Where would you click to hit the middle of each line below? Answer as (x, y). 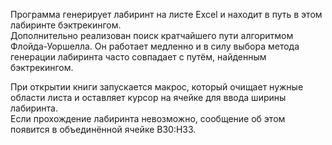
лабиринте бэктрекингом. (66, 25)
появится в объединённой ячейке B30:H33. (103, 129)
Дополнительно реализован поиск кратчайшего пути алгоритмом (152, 35)
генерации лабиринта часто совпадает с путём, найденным (138, 57)
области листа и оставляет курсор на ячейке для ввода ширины (148, 97)
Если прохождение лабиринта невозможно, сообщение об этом (148, 118)
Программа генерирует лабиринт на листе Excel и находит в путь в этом (166, 14)
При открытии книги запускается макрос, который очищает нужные (157, 87)
